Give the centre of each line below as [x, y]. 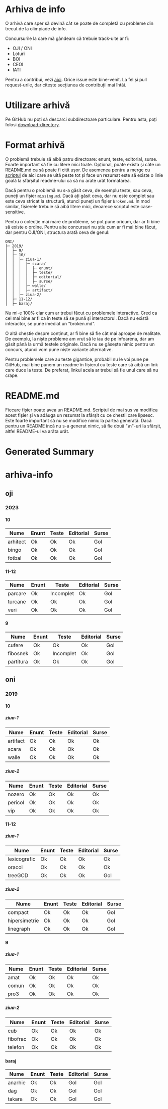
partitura [18, 662]
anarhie [17, 1083]
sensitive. [15, 212]
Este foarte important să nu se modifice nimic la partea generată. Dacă [78, 420]
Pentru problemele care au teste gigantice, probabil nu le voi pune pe [77, 359]
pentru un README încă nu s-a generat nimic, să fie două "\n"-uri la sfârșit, [83, 426]
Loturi [19, 54]
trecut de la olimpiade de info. [36, 28]
